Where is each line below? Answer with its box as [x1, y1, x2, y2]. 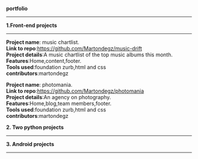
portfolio [6, 5, 28, 12]
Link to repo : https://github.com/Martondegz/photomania [6, 87, 144, 94]
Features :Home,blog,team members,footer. [6, 100, 112, 107]
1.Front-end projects [6, 22, 57, 29]
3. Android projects [6, 141, 55, 147]
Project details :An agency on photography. [6, 94, 111, 100]
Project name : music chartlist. [6, 39, 80, 46]
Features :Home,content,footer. [6, 57, 81, 64]
